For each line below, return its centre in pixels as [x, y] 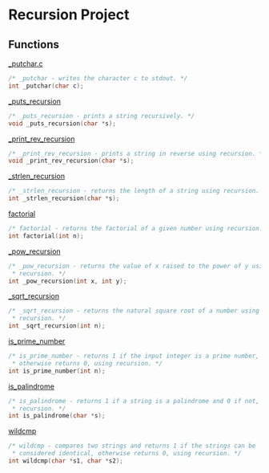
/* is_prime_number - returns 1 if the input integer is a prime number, [134, 356]
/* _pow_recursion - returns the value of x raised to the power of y [128, 266]
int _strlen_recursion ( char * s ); [64, 198]
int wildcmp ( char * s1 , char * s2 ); [66, 461]
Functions [34, 45]
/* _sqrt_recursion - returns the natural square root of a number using [134, 311]
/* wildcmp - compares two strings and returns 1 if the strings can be [132, 446]
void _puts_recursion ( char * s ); [62, 123]
